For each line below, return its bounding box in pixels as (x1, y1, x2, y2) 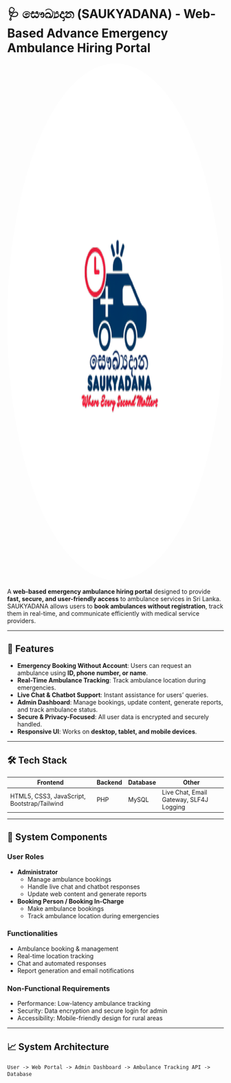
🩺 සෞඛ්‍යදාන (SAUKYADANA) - (7, 6, 181, 22)
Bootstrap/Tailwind (10, 799, 64, 807)
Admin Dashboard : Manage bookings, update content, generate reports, (16, 698, 223, 706)
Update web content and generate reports (27, 889, 147, 898)
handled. (16, 720, 43, 728)
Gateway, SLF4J (162, 796, 208, 804)
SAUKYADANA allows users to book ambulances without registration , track (7, 602, 223, 610)
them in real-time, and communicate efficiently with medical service (7, 609, 200, 618)
